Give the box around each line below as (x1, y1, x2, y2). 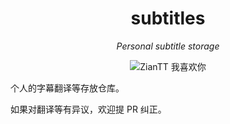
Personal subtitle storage (116, 40, 220, 52)
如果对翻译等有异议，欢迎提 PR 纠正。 (10, 103, 167, 115)
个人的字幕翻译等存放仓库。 (10, 82, 125, 94)
